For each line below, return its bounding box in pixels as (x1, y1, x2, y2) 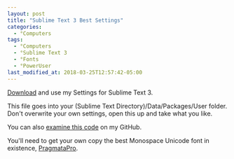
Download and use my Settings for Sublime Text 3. (7, 88, 153, 97)
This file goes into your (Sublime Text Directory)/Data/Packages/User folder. (7, 102, 228, 110)
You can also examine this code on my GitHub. (7, 123, 142, 131)
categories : (7, 23, 42, 30)
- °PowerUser (13, 62, 52, 69)
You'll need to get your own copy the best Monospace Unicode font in (7, 136, 210, 144)
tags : (7, 36, 23, 43)
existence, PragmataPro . (7, 144, 78, 152)
